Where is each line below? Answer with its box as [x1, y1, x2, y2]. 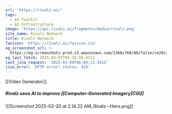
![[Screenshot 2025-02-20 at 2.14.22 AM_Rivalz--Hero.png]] [5, 103, 133, 109]
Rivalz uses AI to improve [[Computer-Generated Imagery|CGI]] [5, 90, 144, 96]
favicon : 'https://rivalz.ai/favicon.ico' [5, 41, 97, 46]
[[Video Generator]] [5, 79, 47, 85]
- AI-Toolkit [10, 17, 38, 22]
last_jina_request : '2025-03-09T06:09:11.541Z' [5, 60, 109, 65]
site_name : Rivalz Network [5, 31, 63, 36]
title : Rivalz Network [5, 36, 54, 41]
